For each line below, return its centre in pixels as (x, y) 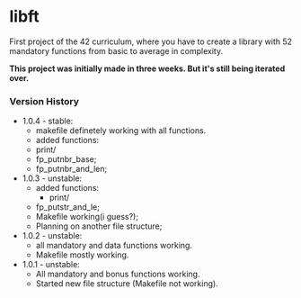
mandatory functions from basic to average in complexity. (116, 50)
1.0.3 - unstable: (52, 178)
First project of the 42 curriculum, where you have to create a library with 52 (151, 41)
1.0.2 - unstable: (52, 236)
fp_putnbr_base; (66, 159)
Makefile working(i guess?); (87, 217)
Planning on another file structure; (99, 226)
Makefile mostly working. (82, 255)
